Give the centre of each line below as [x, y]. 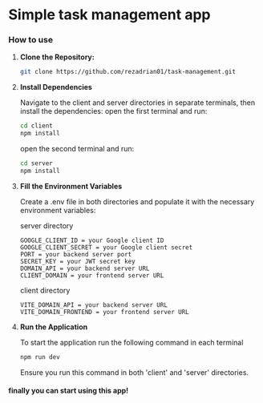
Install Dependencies [56, 87]
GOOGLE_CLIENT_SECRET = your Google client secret [106, 247]
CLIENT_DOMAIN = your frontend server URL [92, 275]
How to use [31, 40]
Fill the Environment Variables [71, 186]
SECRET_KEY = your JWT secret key [77, 261]
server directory [47, 225]
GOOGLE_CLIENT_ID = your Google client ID [92, 240]
